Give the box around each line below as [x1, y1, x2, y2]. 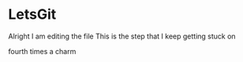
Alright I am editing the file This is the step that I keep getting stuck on [8, 31, 236, 41]
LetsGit [8, 5, 57, 24]
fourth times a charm [8, 46, 77, 56]
